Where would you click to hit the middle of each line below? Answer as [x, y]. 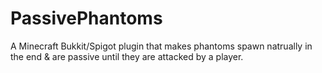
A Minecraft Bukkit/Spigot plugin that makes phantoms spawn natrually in [161, 46]
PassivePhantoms [86, 18]
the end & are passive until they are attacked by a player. [127, 56]
